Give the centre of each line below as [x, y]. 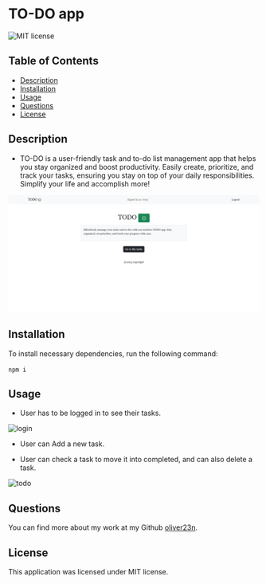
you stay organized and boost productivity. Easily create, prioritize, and [137, 167]
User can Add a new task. [62, 444]
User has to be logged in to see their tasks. [90, 413]
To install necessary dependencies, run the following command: [113, 353]
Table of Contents [54, 61]
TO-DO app [47, 14]
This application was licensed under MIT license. [88, 572]
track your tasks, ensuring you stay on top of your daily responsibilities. [137, 175]
